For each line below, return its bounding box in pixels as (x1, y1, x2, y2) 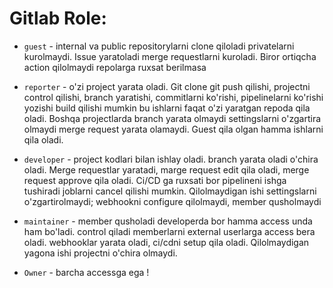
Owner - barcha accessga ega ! (23, 266, 150, 278)
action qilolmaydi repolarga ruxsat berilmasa (23, 61, 207, 73)
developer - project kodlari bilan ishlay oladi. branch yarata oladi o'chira (23, 153, 319, 165)
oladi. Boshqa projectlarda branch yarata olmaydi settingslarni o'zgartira (23, 112, 322, 124)
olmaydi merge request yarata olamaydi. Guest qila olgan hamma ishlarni (23, 123, 324, 135)
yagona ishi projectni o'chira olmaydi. (23, 247, 178, 259)
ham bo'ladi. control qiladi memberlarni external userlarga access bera (23, 225, 316, 237)
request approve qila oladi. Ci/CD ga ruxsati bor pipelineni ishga (23, 174, 287, 186)
